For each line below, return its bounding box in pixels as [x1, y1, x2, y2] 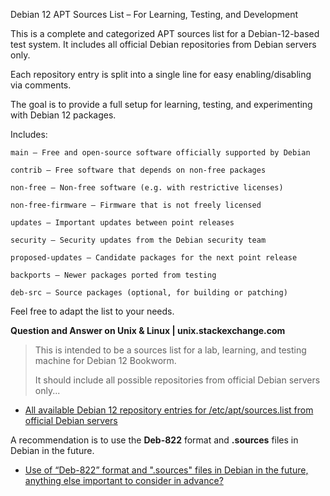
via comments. [10, 79, 72, 91]
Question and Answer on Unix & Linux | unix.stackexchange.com [10, 325, 286, 336]
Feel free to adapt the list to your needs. [10, 305, 175, 317]
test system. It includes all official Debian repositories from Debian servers [10, 39, 317, 50]
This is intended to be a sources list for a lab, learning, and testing [34, 344, 307, 356]
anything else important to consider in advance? [24, 475, 224, 486]
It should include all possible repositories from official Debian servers [34, 374, 321, 386]
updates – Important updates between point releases [10, 218, 235, 228]
